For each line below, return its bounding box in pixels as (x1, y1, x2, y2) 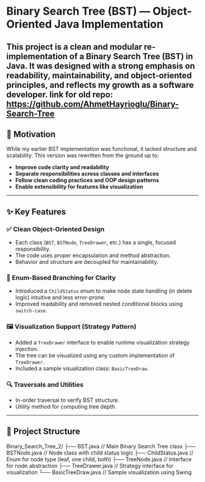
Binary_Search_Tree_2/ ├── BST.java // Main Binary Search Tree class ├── (6, 442, 196, 450)
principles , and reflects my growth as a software (6, 79, 194, 90)
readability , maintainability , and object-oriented (6, 70, 192, 81)
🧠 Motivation (6, 129, 56, 139)
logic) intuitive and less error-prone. (15, 294, 106, 301)
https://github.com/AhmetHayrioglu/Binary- (6, 99, 179, 109)
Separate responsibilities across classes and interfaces (15, 170, 159, 178)
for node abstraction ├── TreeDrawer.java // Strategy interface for (6, 462, 174, 469)
